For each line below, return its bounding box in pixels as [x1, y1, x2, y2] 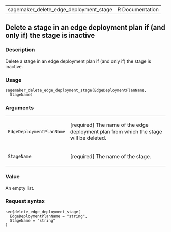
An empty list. [5, 185, 35, 191]
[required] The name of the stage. [70, 153, 151, 160]
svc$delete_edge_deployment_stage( [5, 209, 81, 214]
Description [5, 46, 35, 54]
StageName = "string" [10, 218, 56, 223]
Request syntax [5, 197, 45, 204]
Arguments [5, 104, 34, 111]
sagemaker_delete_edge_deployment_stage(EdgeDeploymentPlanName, [5, 88, 147, 93]
